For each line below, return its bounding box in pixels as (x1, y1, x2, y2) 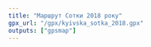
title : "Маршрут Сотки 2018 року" (8, 11, 123, 20)
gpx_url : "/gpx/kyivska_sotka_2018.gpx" (8, 19, 145, 27)
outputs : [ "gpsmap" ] (8, 26, 77, 34)
